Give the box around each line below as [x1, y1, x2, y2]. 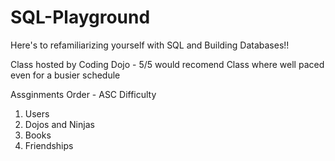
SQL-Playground [10, 6, 151, 29]
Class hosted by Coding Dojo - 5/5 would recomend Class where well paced [10, 58, 325, 70]
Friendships [24, 139, 74, 151]
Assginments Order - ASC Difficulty [10, 88, 157, 100]
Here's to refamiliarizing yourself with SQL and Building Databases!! [10, 39, 290, 51]
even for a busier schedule [10, 69, 121, 81]
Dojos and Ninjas [24, 118, 95, 130]
